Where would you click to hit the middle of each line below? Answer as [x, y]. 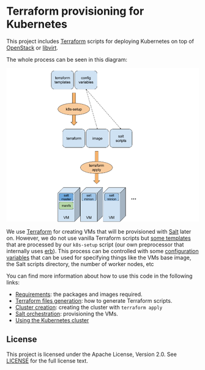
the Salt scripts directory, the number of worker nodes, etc [80, 264]
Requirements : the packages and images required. [79, 294]
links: [13, 283]
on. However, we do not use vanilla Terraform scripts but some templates [99, 238]
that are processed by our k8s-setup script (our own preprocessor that [95, 245]
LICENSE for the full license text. [47, 361]
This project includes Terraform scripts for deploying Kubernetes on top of [100, 41]
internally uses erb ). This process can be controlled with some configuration [102, 251]
